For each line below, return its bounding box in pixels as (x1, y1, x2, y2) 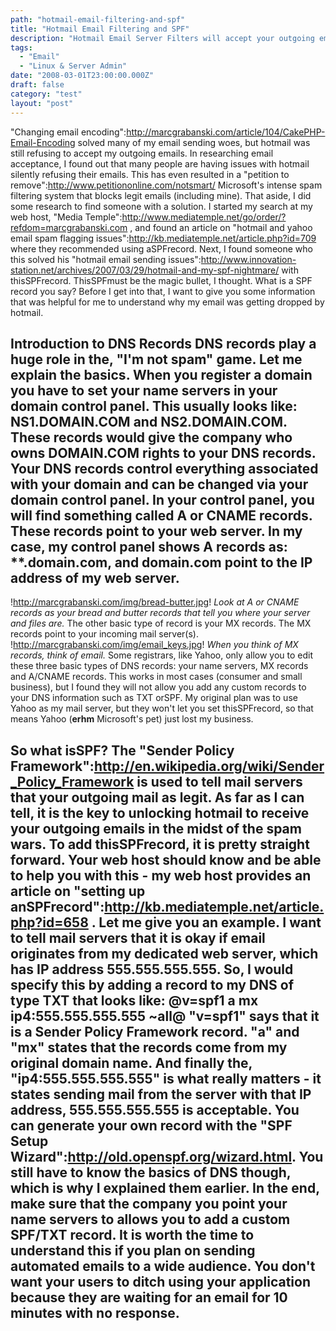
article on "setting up (10, 882, 146, 900)
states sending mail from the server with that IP (10, 1086, 312, 1103)
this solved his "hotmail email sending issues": (10, 253, 202, 265)
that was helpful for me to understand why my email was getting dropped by (10, 296, 325, 308)
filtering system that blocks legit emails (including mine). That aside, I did (10, 189, 312, 201)
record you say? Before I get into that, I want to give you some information (10, 285, 316, 297)
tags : (10, 42, 33, 53)
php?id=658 (10, 914, 89, 931)
